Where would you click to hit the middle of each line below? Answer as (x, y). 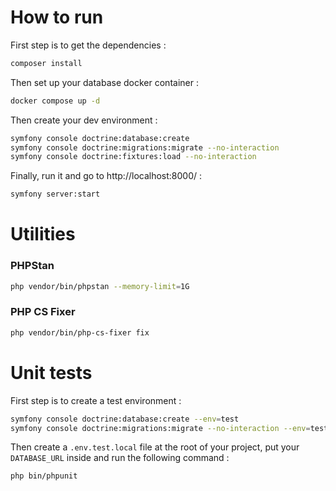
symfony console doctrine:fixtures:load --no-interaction (133, 157)
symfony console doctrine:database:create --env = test (125, 419)
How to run (57, 17)
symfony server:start (55, 194)
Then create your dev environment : (84, 120)
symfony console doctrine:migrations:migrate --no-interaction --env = (160, 428)
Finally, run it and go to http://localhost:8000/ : (106, 176)
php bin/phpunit (44, 476)
